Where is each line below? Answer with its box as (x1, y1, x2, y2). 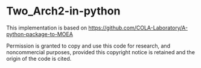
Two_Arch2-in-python (6, 4, 121, 18)
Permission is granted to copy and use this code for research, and (6, 42, 171, 49)
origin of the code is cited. (6, 55, 72, 62)
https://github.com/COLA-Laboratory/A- (88, 24, 188, 31)
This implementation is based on (6, 24, 88, 31)
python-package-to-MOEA (6, 30, 74, 37)
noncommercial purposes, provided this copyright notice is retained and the (6, 48, 195, 55)
